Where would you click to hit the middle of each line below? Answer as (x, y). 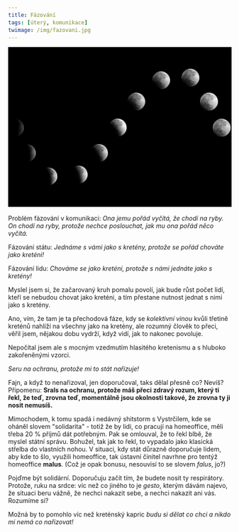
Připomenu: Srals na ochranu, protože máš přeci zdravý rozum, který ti (114, 390)
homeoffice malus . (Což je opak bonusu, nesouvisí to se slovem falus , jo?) (117, 465)
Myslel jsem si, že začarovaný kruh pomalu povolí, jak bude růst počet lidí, (117, 290)
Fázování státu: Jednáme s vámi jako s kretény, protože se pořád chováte (116, 247)
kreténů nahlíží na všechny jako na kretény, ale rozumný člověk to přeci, (113, 326)
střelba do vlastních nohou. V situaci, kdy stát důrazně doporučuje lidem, (115, 449)
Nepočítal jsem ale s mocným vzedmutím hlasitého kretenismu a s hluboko (117, 347)
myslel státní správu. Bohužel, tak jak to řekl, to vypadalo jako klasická (111, 442)
